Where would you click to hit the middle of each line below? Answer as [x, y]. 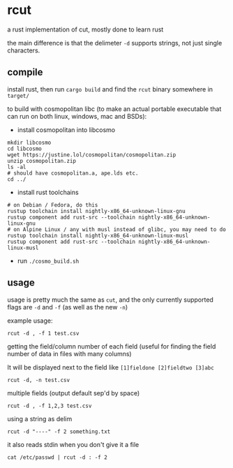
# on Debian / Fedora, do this [53, 205]
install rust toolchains [48, 192]
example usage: [30, 321]
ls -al [17, 167]
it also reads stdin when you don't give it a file [73, 444]
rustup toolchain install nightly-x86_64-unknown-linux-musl [98, 235]
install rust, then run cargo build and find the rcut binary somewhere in [110, 89]
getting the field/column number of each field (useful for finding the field [112, 346]
